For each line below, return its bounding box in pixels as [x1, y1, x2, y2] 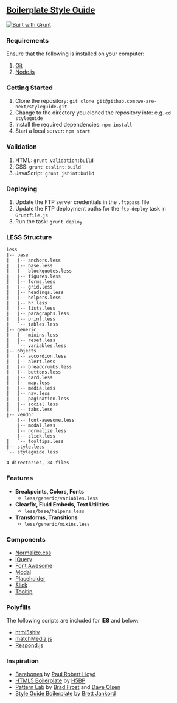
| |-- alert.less [6, 358, 56, 365]
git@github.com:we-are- [96, 99, 157, 105]
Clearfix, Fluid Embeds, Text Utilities [15, 500, 109, 508]
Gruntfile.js [15, 212, 49, 219]
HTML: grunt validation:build [15, 156, 94, 164]
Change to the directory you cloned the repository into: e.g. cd [15, 109, 172, 116]
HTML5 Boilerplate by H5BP [15, 677, 86, 684]
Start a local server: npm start [15, 127, 91, 135]
